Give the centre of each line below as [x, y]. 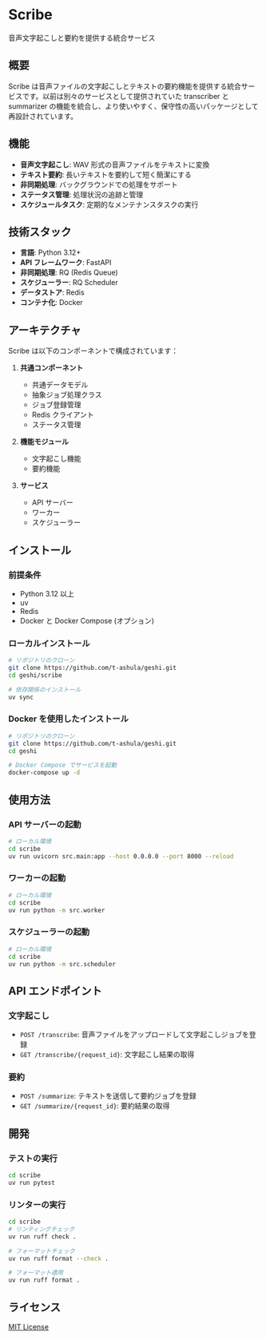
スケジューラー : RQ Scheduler [69, 283]
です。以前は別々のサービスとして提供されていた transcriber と [125, 96]
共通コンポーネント [52, 368]
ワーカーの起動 [37, 878]
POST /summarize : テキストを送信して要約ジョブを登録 [108, 1096]
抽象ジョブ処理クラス [67, 395]
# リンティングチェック [42, 1229]
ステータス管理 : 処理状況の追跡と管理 [81, 194]
